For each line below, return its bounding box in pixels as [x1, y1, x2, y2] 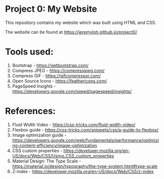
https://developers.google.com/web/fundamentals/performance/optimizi [12, 137, 159, 143]
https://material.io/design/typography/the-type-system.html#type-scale [12, 163, 158, 169]
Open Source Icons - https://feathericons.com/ [12, 78, 107, 84]
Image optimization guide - [12, 132, 67, 138]
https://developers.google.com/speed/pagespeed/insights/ [12, 88, 132, 94]
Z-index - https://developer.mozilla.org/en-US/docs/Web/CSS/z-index [12, 168, 154, 174]
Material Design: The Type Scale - [12, 158, 81, 164]
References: [5, 106, 56, 117]
